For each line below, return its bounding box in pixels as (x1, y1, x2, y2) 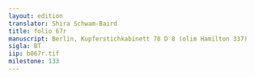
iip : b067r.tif (8, 50, 60, 58)
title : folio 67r (8, 27, 67, 35)
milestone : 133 (8, 58, 60, 66)
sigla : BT (8, 42, 42, 50)
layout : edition (8, 11, 63, 20)
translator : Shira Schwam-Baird (8, 19, 117, 28)
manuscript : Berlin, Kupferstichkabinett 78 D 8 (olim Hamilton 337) (8, 34, 249, 43)
